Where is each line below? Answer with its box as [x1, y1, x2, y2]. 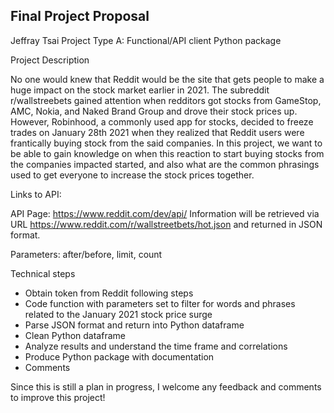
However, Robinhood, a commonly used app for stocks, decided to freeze [10, 115, 314, 128]
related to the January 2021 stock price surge [24, 308, 213, 320]
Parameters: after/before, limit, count [10, 248, 163, 260]
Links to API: [10, 188, 62, 200]
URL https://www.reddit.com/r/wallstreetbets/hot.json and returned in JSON [10, 218, 323, 230]
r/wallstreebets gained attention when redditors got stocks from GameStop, [10, 94, 322, 106]
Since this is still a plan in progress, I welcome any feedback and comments [10, 380, 322, 393]
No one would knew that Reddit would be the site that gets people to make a [10, 73, 325, 85]
